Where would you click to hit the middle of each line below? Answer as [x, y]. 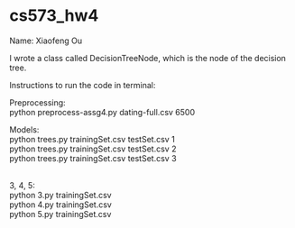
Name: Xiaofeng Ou [46, 41]
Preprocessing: [37, 102]
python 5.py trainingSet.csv [60, 214]
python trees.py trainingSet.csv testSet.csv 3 [93, 158]
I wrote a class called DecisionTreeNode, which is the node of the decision [148, 58]
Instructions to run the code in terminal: [83, 85]
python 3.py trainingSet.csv [60, 195]
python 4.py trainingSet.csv [61, 205]
